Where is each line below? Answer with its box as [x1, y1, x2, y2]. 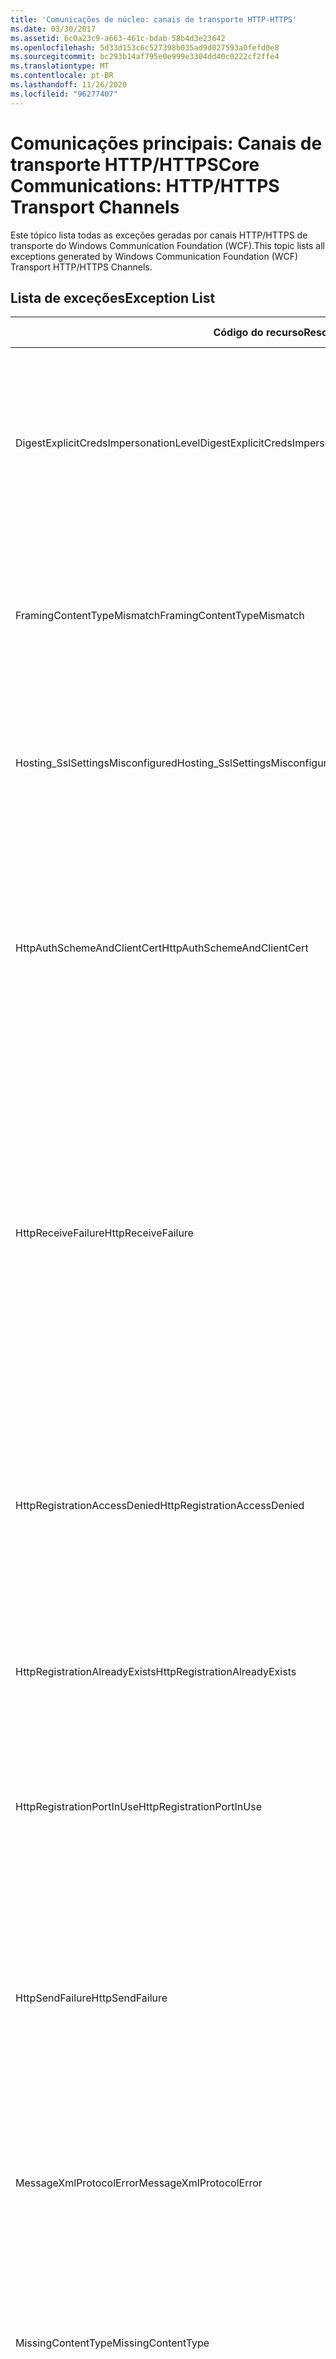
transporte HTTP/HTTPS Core [10, 153, 260, 176]
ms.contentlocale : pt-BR [10, 71, 114, 81]
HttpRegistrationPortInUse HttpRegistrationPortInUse [15, 1800, 262, 1814]
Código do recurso [213, 326, 305, 340]
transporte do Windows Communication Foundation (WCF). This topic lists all [10, 239, 325, 251]
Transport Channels [10, 196, 180, 218]
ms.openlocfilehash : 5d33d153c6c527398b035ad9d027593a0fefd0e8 [10, 42, 280, 53]
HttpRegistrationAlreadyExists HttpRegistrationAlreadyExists [15, 1665, 297, 1679]
